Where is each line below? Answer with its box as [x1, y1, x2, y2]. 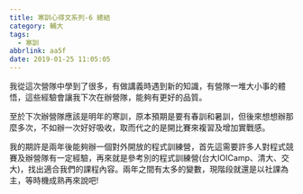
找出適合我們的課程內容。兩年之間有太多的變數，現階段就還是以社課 [28, 163, 281, 174]
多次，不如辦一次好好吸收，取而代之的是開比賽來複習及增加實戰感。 [16, 122, 271, 133]
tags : [9, 30, 30, 39]
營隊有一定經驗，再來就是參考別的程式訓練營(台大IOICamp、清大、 [32, 153, 282, 163]
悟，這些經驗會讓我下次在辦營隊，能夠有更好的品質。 [9, 92, 207, 102]
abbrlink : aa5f [9, 47, 67, 56]
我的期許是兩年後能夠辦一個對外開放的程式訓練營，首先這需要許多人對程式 [9, 141, 286, 152]
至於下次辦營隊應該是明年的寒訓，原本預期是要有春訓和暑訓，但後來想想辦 [9, 111, 286, 121]
